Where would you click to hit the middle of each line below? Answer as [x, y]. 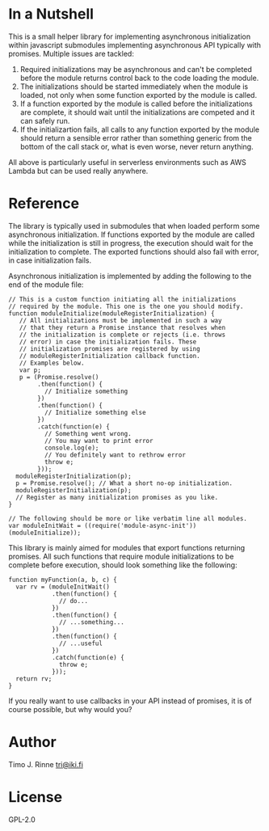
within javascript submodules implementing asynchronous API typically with [134, 44]
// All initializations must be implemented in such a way [120, 320]
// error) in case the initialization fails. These [108, 342]
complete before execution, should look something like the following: [123, 565]
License [36, 797]
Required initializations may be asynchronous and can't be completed [136, 69]
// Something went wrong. [88, 433]
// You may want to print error [99, 441]
